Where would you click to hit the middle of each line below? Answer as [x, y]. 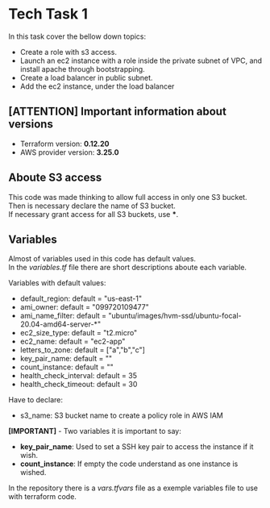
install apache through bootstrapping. [82, 69]
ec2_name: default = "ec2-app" [73, 341]
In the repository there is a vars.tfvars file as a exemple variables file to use [133, 488]
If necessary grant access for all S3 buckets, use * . [93, 214]
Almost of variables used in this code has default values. [102, 259]
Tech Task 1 [48, 14]
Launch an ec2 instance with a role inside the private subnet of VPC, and [141, 60]
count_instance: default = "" [67, 367]
